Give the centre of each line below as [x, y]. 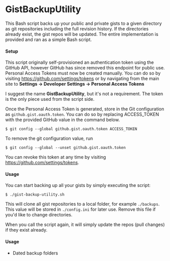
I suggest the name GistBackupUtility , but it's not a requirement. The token [84, 94]
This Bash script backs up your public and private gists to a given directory [84, 23]
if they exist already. [26, 230]
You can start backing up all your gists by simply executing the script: [78, 185]
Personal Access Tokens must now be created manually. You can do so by [83, 73]
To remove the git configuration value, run [49, 138]
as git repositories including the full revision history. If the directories [77, 28]
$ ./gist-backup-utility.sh [35, 195]
